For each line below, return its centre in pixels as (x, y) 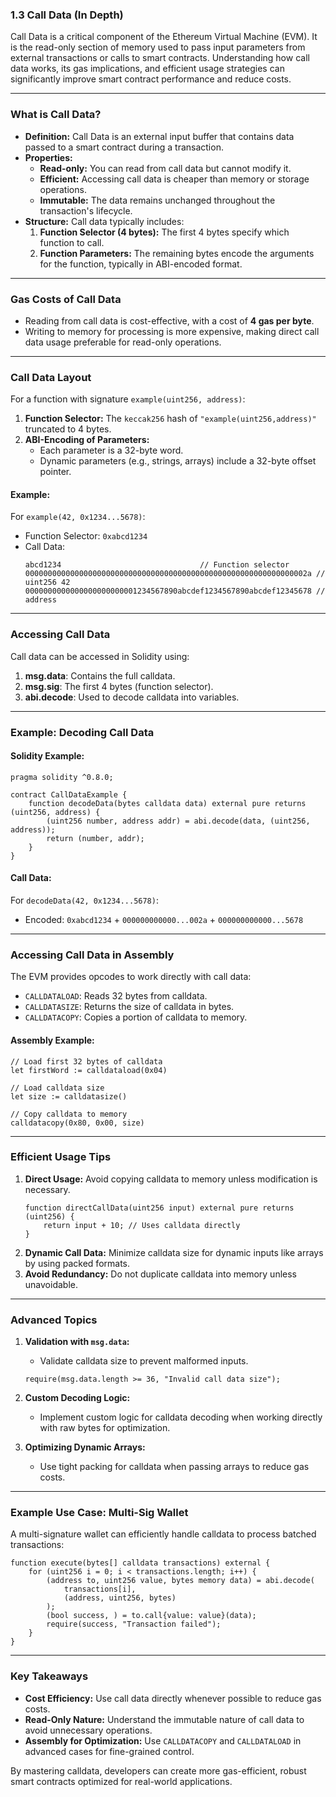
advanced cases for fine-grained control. (109, 1751)
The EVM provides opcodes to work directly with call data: (131, 977)
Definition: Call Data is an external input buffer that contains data (159, 136)
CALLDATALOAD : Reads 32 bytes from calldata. (116, 996)
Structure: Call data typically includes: (104, 221)
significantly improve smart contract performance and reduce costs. (151, 79)
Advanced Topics (54, 1320)
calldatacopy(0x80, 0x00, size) (77, 1123)
